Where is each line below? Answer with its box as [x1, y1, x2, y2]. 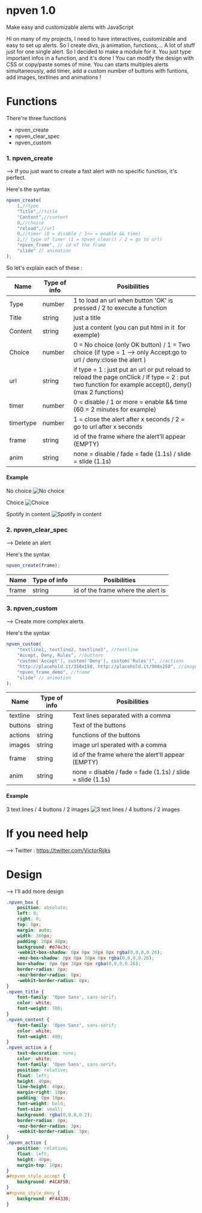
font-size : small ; [17, 1106, 63, 1112]
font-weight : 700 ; [17, 1005, 63, 1011]
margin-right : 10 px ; [17, 1090, 69, 1096]
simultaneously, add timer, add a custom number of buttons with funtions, [6, 67, 189, 74]
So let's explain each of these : [6, 264, 83, 271]
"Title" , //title [17, 208, 58, 214]
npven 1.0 [6, 4, 56, 17]
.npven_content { [6, 1016, 50, 1023]
